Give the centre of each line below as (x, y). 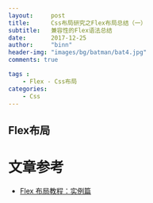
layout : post (37, 15)
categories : (28, 89)
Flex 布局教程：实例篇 (55, 190)
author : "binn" (40, 45)
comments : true (33, 60)
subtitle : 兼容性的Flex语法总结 (60, 30)
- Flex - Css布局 (50, 81)
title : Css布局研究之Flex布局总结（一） (77, 23)
